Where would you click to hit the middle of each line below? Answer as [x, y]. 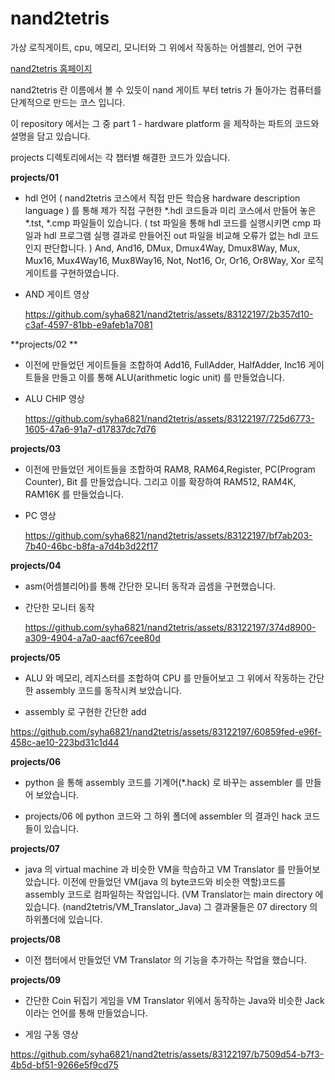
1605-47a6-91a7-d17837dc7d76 [90, 429]
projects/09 [35, 979]
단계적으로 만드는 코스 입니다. [68, 102]
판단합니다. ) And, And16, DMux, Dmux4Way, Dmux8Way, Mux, [172, 248]
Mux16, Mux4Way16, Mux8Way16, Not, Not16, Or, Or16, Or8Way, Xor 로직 [174, 260]
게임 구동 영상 [51, 1034]
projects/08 [35, 939]
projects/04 [36, 565]
